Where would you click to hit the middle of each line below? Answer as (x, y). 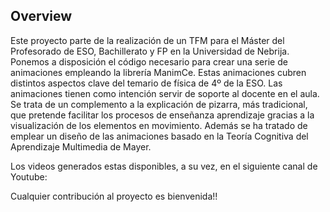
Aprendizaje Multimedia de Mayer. (81, 146)
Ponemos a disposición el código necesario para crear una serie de (149, 61)
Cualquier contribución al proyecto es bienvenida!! (114, 196)
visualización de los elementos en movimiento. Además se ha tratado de (159, 125)
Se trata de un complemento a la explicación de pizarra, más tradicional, (159, 104)
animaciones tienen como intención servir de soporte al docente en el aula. (165, 93)
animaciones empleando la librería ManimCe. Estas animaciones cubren (158, 72)
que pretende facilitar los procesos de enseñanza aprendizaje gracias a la (162, 115)
